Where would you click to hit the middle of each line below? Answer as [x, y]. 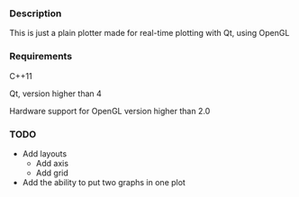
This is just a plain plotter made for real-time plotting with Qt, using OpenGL [149, 33]
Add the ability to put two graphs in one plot [104, 182]
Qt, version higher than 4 [55, 94]
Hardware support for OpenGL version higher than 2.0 [110, 111]
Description [36, 13]
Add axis [52, 163]
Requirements [41, 57]
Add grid [52, 173]
